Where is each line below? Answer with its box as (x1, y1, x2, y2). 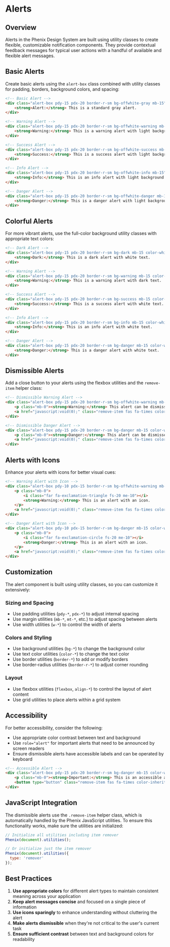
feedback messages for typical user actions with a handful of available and (5, 48, 162, 53)
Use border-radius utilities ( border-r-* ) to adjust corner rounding (12, 662, 148, 668)
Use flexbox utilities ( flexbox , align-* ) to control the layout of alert (12, 686, 152, 692)
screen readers (12, 745, 45, 751)
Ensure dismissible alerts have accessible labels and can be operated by (12, 750, 164, 756)
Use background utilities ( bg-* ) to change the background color (12, 646, 145, 652)
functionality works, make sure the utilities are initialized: (5, 823, 123, 829)
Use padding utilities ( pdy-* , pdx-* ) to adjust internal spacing (12, 611, 139, 617)
